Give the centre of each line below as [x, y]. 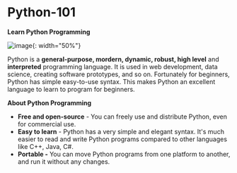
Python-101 [41, 12]
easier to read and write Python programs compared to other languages [122, 139]
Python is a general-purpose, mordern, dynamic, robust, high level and [113, 59]
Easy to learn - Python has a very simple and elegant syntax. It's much [121, 131]
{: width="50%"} [57, 45]
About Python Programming [50, 102]
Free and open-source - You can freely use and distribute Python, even [122, 117]
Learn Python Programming [49, 32]
